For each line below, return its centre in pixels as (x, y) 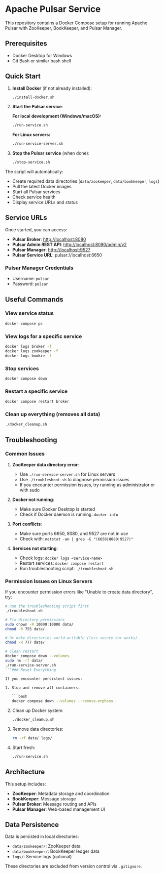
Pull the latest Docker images (42, 187)
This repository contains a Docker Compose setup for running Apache (76, 23)
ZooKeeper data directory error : (46, 464)
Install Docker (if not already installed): (52, 88)
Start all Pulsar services (36, 192)
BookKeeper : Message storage (44, 798)
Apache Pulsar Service (53, 9)
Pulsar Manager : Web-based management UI (59, 809)
